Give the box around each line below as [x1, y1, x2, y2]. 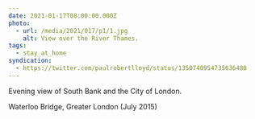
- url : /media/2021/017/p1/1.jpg [15, 27, 128, 35]
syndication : [8, 57, 52, 65]
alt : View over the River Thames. [23, 34, 139, 43]
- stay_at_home [15, 49, 67, 57]
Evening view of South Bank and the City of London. [8, 86, 182, 96]
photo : [8, 19, 31, 27]
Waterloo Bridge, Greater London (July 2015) [8, 101, 157, 111]
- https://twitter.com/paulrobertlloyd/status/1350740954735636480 [15, 64, 248, 72]
